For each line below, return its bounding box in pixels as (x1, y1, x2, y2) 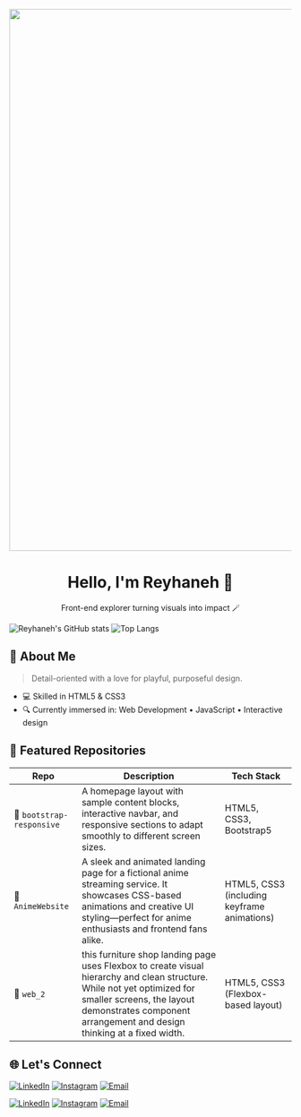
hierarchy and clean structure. (82, 970, 209, 983)
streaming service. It (82, 878, 168, 890)
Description (123, 769, 175, 782)
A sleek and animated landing (82, 855, 206, 868)
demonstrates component (82, 1004, 191, 1017)
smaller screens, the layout (82, 992, 195, 1005)
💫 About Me (9, 649, 76, 665)
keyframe (224, 900, 265, 913)
